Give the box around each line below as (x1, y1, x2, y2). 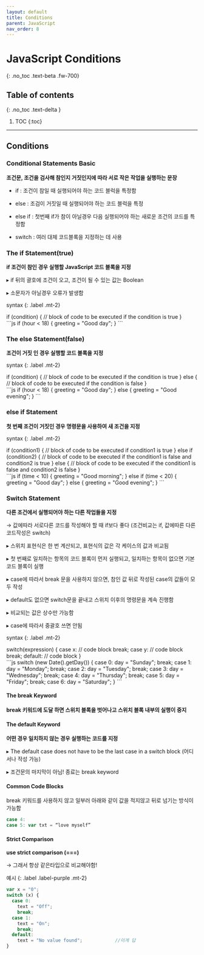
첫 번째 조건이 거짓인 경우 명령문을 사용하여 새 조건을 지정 (6, 422, 140, 429)
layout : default (6, 9, 47, 15)
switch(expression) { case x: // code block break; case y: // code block (6, 645, 183, 653)
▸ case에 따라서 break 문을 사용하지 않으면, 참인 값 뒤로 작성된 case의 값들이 (6, 575, 189, 583)
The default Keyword (6, 720, 61, 728)
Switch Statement (6, 494, 61, 502)
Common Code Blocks (6, 782, 64, 790)
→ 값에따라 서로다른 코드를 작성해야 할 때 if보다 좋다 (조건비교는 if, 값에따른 (6, 521, 185, 529)
